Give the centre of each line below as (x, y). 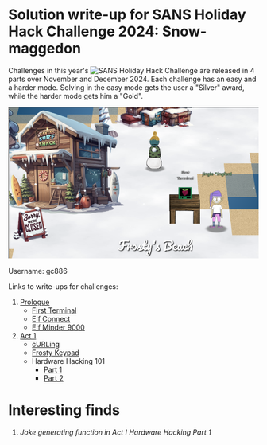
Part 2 (53, 378)
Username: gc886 (38, 271)
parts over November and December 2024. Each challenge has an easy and (132, 79)
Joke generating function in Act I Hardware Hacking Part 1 (116, 432)
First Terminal (54, 310)
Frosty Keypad (55, 353)
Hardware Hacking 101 (68, 361)
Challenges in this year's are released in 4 (132, 70)
